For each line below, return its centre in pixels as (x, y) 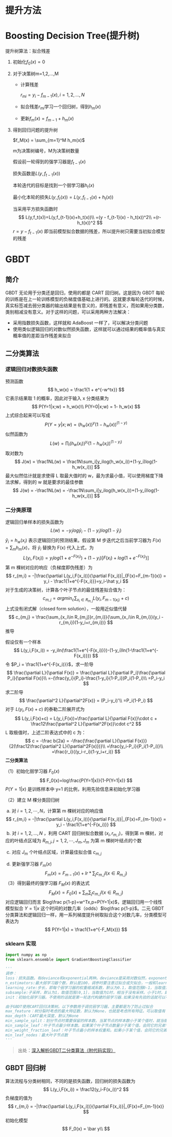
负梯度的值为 (19, 1098)
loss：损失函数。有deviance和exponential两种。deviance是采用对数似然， (77, 978)
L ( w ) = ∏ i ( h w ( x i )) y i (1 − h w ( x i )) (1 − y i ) (86, 444)
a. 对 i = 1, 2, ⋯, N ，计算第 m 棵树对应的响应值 (55, 811)
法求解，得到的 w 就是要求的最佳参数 (44, 482)
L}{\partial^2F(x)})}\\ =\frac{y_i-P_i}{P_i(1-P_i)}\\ (113, 746)
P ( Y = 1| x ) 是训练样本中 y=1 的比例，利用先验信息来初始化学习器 (73, 789)
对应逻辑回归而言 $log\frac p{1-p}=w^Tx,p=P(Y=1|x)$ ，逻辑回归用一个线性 (84, 902)
